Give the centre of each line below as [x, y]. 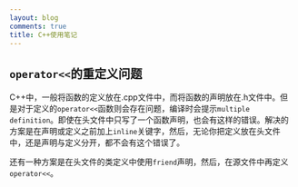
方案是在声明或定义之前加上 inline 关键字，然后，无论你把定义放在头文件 [145, 132]
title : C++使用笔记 [44, 34]
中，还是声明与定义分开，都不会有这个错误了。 [97, 143]
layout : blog [34, 18]
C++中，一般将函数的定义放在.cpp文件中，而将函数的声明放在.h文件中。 [145, 97]
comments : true [38, 26]
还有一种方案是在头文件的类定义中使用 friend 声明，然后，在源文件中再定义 [149, 162]
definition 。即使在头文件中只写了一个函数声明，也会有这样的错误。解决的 [149, 120]
